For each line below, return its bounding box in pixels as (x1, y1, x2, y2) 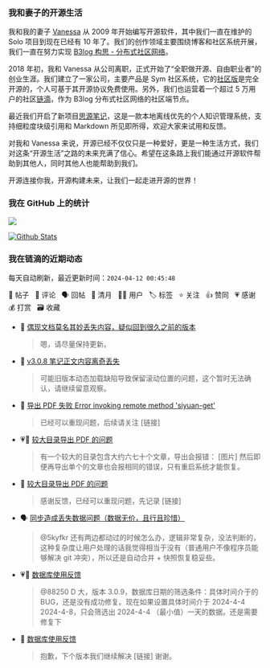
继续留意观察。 (61, 383, 111, 393)
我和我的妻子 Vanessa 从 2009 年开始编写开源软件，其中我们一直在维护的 (8, 27, 252, 37)
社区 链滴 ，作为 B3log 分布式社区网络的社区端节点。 (22, 94, 194, 104)
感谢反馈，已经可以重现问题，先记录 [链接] (39, 496, 182, 506)
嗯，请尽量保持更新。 (39, 339, 111, 349)
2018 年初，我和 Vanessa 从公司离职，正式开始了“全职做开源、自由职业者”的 (8, 64, 262, 74)
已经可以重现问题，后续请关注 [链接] (39, 417, 161, 427)
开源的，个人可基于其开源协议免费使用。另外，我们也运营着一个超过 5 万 (8, 84, 249, 94)
